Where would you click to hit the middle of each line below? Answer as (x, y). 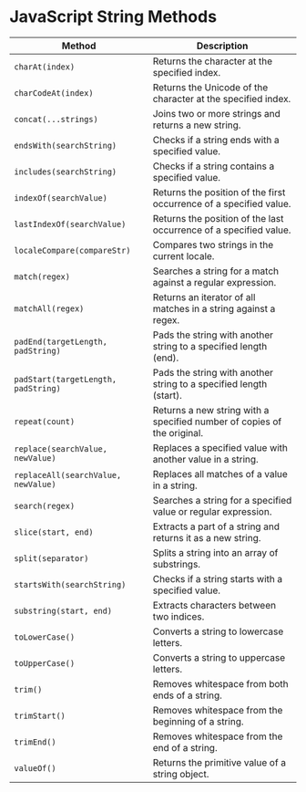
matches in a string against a (214, 308)
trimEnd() (35, 742)
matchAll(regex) (49, 308)
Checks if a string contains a (214, 166)
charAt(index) (45, 67)
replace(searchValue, (61, 448)
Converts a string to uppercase (219, 657)
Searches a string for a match (216, 271)
